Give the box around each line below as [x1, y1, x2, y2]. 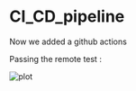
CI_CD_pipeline [9, 6, 125, 27]
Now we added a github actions [9, 36, 128, 47]
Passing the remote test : [9, 53, 102, 64]
